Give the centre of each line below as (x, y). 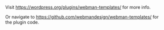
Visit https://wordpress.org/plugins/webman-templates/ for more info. (78, 7)
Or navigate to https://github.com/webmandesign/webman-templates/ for (82, 17)
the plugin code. (22, 22)
